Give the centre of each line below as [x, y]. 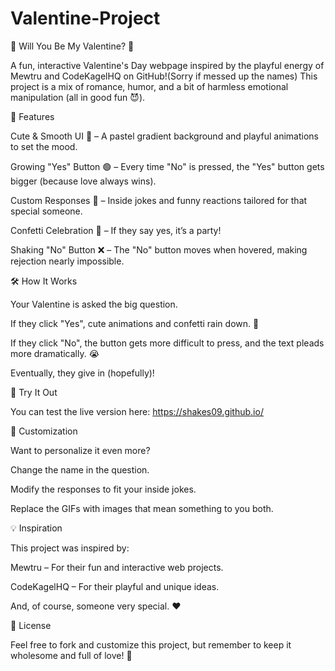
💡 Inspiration [36, 528]
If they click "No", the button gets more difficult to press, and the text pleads [167, 343]
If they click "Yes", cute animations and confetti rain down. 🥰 [135, 323]
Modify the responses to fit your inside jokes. [103, 489]
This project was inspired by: [70, 548]
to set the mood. [44, 146]
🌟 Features [32, 116]
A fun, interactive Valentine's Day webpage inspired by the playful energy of [167, 65]
